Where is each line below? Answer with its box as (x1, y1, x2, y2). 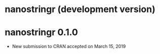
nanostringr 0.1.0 (5, 27, 78, 38)
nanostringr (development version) (5, 4, 155, 15)
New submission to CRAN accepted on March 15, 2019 (12, 43, 126, 49)
